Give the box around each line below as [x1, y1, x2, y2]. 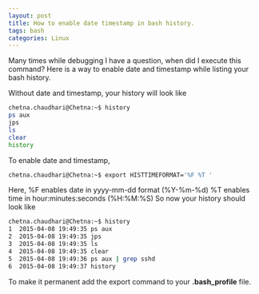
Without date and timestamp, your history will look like [8, 89, 187, 98]
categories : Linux [8, 34, 70, 42]
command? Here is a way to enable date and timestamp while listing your [8, 65, 249, 74]
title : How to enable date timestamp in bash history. [8, 19, 195, 27]
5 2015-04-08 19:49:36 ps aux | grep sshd [8, 255, 156, 263]
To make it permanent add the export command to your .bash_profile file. [8, 276, 252, 286]
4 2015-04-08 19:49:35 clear [8, 247, 110, 256]
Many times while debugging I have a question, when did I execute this [8, 56, 241, 66]
